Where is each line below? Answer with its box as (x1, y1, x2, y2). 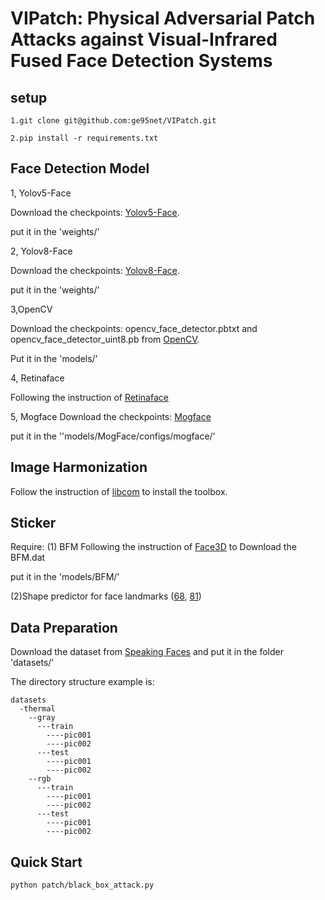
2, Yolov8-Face (10, 245, 73, 257)
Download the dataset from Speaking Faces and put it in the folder (10, 646, 284, 658)
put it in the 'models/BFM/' (10, 571, 120, 583)
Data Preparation (10, 619, 118, 636)
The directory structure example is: (10, 676, 155, 688)
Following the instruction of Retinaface (10, 391, 169, 403)
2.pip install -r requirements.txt (10, 133, 159, 143)
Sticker (10, 515, 57, 532)
